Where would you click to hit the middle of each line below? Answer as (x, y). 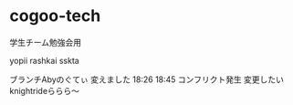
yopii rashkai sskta (44, 60)
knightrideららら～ (45, 90)
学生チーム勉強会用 (46, 42)
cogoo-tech (55, 16)
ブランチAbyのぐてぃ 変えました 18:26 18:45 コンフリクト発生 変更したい (147, 79)
